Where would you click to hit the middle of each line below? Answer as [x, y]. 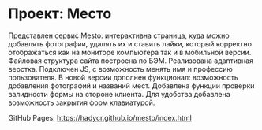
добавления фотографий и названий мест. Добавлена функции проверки [131, 85]
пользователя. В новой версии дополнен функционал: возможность [124, 77]
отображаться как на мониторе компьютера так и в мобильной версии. [130, 52]
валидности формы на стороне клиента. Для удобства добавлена [119, 94]
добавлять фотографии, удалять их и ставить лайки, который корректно [130, 43]
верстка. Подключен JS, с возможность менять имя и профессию [120, 69]
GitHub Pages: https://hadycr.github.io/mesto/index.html [100, 117]
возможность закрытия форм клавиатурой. [82, 102]
